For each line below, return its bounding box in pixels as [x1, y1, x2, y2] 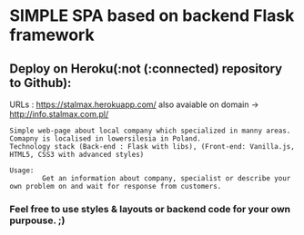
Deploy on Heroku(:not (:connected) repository [9, 61, 283, 76]
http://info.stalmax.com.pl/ [9, 109, 109, 119]
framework [9, 24, 95, 45]
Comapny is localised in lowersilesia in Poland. [9, 134, 202, 143]
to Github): [9, 74, 72, 91]
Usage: [9, 166, 35, 175]
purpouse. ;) [9, 214, 66, 227]
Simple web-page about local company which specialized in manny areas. [9, 126, 291, 135]
